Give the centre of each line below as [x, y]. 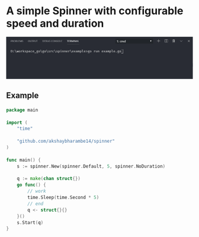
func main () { [24, 160]
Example [23, 96]
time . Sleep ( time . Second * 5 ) [63, 198]
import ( [17, 123]
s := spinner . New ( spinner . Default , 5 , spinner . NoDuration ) [91, 166]
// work [37, 191]
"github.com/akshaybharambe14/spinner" [66, 141]
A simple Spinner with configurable [95, 11]
